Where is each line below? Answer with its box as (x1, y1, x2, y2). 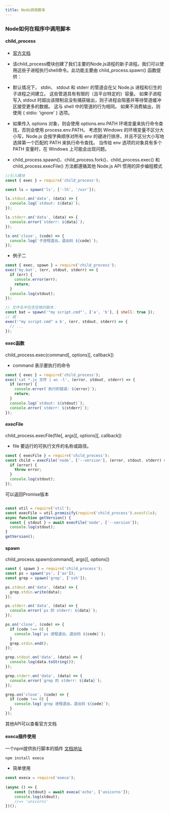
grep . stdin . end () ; (10, 641, 49, 646)
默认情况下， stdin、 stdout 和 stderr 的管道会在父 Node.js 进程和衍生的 (12, 84, 162, 90)
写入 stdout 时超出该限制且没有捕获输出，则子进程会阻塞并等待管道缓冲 (12, 97, 162, 103)
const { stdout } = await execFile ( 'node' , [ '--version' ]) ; (10, 520, 139, 525)
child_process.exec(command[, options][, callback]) (5, 351, 114, 358)
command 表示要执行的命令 (12, 362, 71, 368)
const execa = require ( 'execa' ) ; (5, 775, 76, 781)
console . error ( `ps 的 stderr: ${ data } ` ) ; (10, 608, 98, 613)
